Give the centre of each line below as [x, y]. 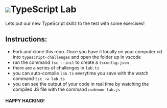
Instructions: [26, 39]
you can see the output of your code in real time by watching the [81, 84]
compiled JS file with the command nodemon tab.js [66, 89]
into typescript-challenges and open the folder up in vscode [77, 57]
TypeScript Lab [43, 9]
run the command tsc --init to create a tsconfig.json [71, 62]
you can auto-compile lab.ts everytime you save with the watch [80, 73]
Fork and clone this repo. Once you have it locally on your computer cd [87, 51]
